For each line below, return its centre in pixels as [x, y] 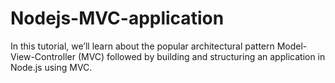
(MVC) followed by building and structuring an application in [201, 56]
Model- [292, 46]
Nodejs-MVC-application [117, 18]
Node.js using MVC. [51, 67]
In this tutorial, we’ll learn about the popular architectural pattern [142, 46]
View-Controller [43, 56]
